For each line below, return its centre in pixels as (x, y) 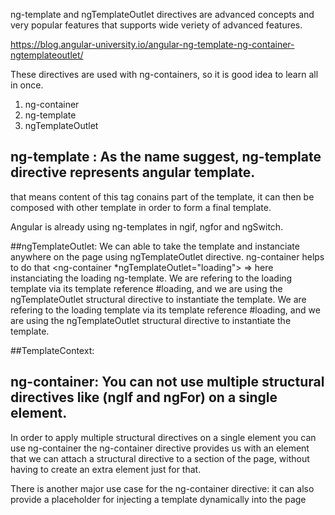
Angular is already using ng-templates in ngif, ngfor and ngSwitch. (147, 226)
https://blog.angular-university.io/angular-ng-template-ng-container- (152, 44)
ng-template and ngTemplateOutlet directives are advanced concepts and (162, 14)
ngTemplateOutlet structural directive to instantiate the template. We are (158, 299)
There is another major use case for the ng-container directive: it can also (162, 488)
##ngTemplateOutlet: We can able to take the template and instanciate (155, 246)
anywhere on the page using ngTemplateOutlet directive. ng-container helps (167, 256)
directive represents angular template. (133, 172)
